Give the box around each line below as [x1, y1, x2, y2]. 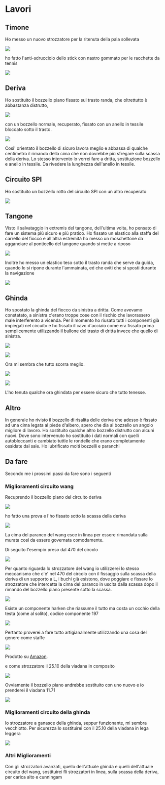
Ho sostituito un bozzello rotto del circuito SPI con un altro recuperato [5, 188, 147, 194]
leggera [5, 731, 21, 737]
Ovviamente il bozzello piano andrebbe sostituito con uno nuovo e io [5, 682, 144, 688]
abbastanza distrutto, [5, 102, 48, 108]
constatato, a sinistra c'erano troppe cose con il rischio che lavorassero [5, 312, 150, 318]
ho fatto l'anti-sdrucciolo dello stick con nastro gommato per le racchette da [5, 55, 160, 61]
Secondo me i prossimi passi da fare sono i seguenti [5, 471, 111, 477]
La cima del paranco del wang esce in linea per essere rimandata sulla [5, 532, 148, 538]
